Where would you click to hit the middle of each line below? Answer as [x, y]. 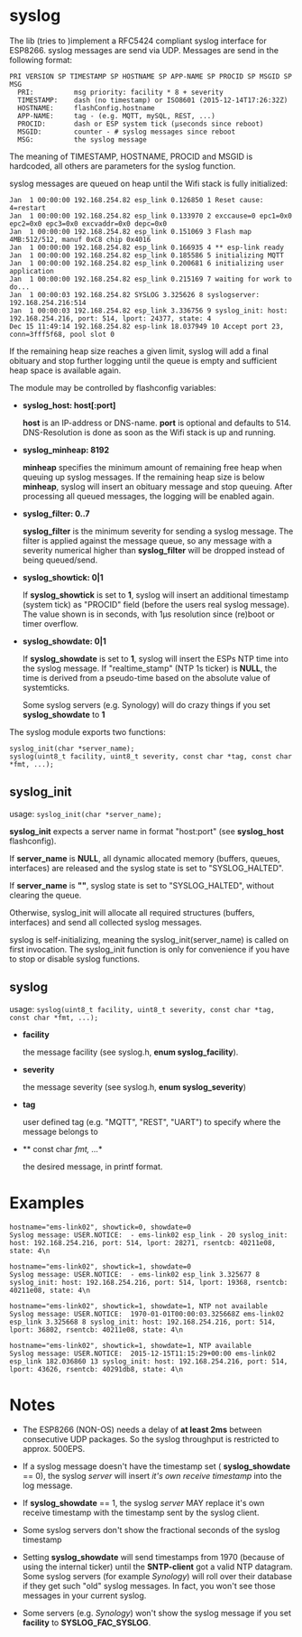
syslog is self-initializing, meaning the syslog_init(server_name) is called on [149, 939]
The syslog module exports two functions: [88, 731]
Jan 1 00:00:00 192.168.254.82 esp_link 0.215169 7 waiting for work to [151, 279]
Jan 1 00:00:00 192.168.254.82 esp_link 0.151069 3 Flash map [131, 231]
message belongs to [60, 1131]
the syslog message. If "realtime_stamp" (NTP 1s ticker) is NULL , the [150, 668]
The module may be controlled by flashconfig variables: [113, 387]
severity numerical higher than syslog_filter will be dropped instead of [154, 550]
